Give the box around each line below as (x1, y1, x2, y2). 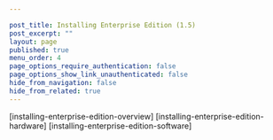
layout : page (9, 37, 58, 46)
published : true (9, 45, 69, 54)
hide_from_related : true (9, 86, 101, 96)
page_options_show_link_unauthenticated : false (9, 70, 189, 80)
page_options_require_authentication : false (9, 62, 176, 71)
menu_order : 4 (9, 54, 62, 63)
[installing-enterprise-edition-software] (48, 121, 192, 131)
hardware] (9, 121, 47, 131)
